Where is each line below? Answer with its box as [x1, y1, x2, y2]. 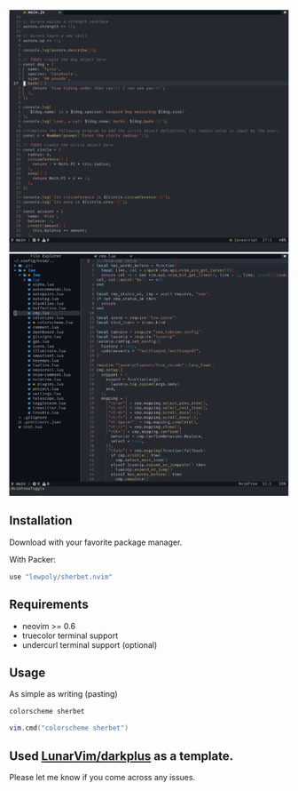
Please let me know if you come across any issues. [9, 772, 196, 783]
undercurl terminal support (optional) [21, 639, 158, 650]
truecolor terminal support [21, 630, 118, 641]
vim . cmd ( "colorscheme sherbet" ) [9, 723, 129, 733]
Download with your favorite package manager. [9, 537, 183, 547]
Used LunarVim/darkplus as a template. [9, 748, 233, 763]
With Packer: [9, 554, 56, 564]
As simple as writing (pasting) [9, 689, 118, 699]
